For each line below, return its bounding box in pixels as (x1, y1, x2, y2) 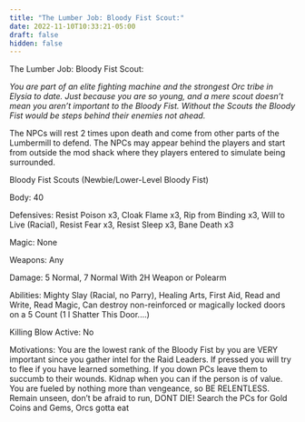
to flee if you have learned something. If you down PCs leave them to (9, 364, 268, 375)
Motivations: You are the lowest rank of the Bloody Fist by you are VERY (9, 345, 279, 356)
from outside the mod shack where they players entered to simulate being (9, 147, 286, 158)
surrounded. (9, 156, 56, 168)
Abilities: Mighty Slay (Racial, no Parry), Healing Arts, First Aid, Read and (9, 290, 280, 301)
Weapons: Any (9, 255, 64, 266)
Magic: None (9, 237, 57, 248)
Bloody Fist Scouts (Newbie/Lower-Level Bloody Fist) (9, 175, 209, 186)
